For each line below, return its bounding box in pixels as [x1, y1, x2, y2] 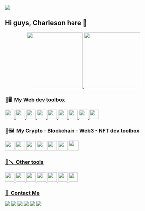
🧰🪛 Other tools [5, 159, 44, 166]
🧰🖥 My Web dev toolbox [5, 96, 65, 103]
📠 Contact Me [5, 189, 40, 196]
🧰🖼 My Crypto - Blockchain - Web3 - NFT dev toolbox [5, 127, 140, 134]
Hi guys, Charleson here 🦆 [5, 19, 87, 27]
